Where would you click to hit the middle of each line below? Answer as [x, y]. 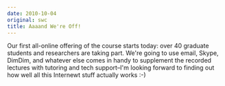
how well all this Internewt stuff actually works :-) [76, 75]
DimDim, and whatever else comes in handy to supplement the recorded [109, 61]
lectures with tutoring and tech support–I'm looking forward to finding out [111, 68]
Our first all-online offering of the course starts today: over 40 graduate [108, 46]
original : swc [27, 20]
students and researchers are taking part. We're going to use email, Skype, [113, 53]
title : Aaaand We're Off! [44, 26]
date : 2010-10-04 [32, 13]
